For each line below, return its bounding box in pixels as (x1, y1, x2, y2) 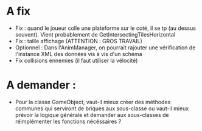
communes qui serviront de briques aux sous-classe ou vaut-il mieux (15, 105, 189, 112)
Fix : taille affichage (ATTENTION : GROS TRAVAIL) (15, 37, 143, 44)
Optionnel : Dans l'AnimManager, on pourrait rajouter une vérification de (15, 44, 196, 51)
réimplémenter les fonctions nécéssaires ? (15, 118, 122, 125)
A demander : (6, 78, 76, 92)
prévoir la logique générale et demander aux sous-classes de (15, 111, 169, 118)
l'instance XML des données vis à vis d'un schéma (15, 50, 142, 57)
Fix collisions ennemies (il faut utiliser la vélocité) (15, 57, 138, 64)
